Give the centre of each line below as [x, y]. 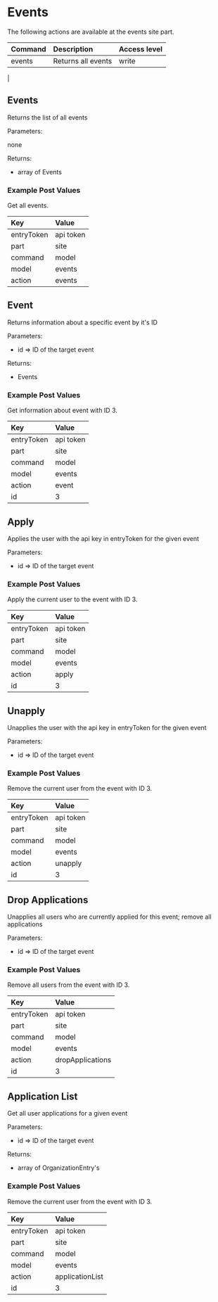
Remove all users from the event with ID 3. [69, 985]
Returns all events [83, 60]
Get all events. [28, 205]
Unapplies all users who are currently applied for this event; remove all [110, 917]
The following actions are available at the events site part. [91, 32]
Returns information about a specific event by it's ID [83, 322]
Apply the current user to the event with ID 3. [72, 599]
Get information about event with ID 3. [63, 410]
